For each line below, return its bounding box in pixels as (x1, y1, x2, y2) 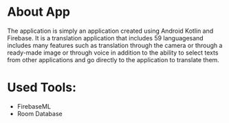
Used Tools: (7, 80, 77, 96)
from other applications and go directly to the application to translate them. (7, 55, 220, 64)
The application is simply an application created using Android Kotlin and (7, 27, 214, 35)
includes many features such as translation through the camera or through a (7, 41, 223, 49)
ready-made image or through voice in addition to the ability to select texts (7, 49, 219, 57)
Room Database (17, 109, 63, 118)
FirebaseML (17, 102, 52, 110)
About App (7, 4, 71, 20)
